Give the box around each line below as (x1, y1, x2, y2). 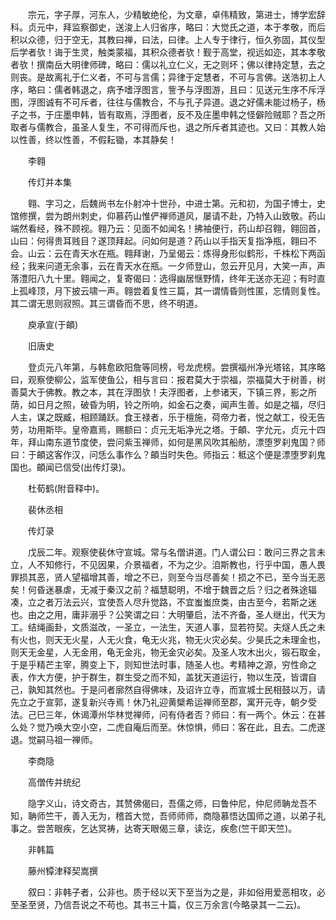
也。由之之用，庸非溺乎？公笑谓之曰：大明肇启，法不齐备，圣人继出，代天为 (10, 609, 326, 620)
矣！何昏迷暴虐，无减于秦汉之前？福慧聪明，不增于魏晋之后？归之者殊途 (10, 584, 308, 595)
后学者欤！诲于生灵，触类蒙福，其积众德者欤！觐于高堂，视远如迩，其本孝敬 (10, 46, 326, 58)
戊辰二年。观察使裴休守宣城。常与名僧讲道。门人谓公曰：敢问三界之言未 (27, 546, 326, 558)
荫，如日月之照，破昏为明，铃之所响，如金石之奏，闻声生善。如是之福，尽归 (10, 399, 326, 410)
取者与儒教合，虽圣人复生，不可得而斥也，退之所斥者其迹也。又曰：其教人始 (10, 121, 326, 133)
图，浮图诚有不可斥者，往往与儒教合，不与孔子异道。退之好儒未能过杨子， (10, 96, 317, 108)
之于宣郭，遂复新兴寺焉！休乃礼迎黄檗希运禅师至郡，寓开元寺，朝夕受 (27, 696, 317, 708)
